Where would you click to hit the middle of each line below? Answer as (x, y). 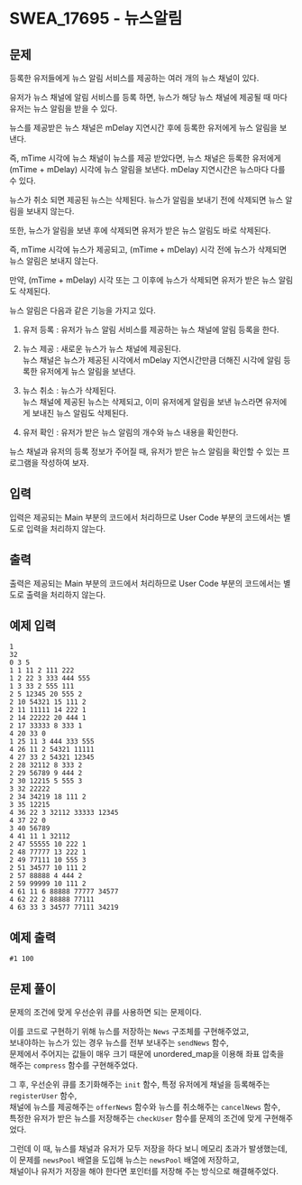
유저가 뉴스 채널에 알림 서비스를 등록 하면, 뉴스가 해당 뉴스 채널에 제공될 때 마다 (149, 97)
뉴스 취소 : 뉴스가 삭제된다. (69, 390)
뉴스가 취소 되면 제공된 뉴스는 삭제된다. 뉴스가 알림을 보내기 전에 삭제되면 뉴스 (146, 200)
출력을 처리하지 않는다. (66, 594)
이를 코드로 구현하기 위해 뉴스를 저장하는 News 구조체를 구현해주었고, (129, 1032)
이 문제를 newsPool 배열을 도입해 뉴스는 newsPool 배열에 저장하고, (124, 1160)
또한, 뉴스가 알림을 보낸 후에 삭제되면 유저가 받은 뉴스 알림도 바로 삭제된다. (140, 230)
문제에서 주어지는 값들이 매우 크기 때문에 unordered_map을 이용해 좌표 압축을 (147, 1054)
